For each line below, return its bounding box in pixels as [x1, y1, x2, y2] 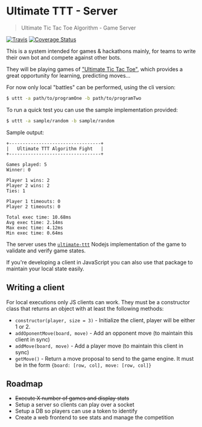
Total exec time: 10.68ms [6, 214, 71, 220]
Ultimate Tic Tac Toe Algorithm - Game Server [21, 24, 136, 31]
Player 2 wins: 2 [6, 182, 50, 189]
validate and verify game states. [6, 247, 86, 254]
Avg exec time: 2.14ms [6, 219, 63, 225]
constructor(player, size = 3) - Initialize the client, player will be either [14, 316, 195, 323]
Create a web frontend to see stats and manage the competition [14, 414, 174, 421]
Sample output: [6, 128, 44, 136]
